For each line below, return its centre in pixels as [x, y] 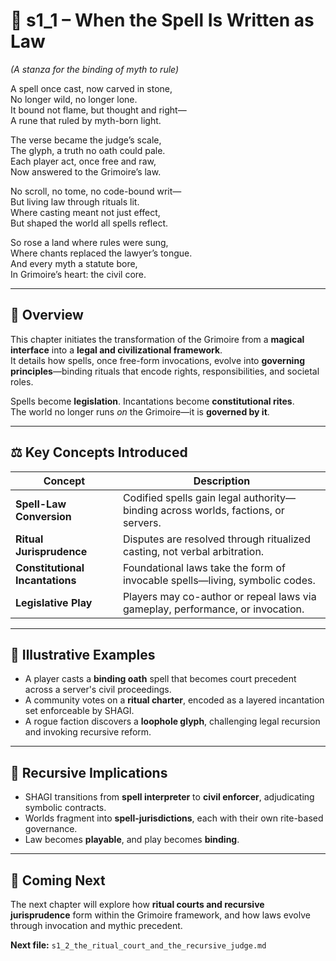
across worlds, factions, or [222, 510]
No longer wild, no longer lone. [74, 99]
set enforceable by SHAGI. [79, 711]
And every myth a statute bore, [74, 263]
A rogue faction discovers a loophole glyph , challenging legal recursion [172, 721]
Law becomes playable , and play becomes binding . [132, 840]
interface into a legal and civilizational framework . [116, 350]
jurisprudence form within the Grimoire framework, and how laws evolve [160, 915]
